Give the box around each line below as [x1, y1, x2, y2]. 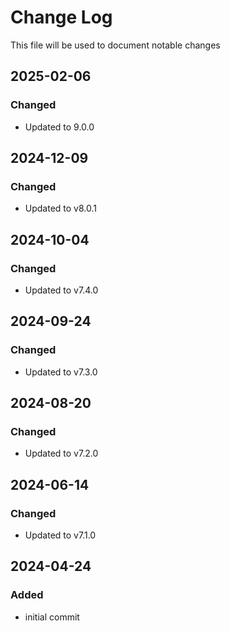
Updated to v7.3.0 [24, 366, 98, 378]
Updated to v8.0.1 [24, 202, 97, 215]
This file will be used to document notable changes [10, 39, 221, 51]
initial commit [24, 611, 80, 623]
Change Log [10, 6, 113, 29]
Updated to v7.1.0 [24, 529, 97, 541]
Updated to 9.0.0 [24, 121, 95, 133]
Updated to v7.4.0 [24, 284, 99, 296]
